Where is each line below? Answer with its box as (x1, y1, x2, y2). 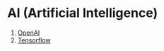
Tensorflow (17, 35, 51, 44)
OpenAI (17, 28, 40, 37)
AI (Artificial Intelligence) (7, 5, 158, 21)
